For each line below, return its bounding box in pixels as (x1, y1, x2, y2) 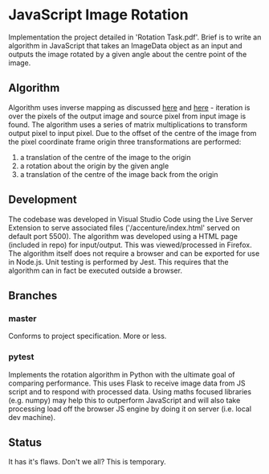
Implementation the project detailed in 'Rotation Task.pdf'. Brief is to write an (8, 32, 262, 42)
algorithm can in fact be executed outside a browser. (8, 266, 183, 275)
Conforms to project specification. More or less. (8, 332, 167, 341)
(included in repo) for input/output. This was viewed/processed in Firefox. (8, 240, 252, 249)
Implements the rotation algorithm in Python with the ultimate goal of (8, 369, 235, 379)
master (8, 312, 37, 324)
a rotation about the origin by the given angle (19, 161, 169, 171)
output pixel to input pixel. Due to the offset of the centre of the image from (8, 128, 257, 138)
